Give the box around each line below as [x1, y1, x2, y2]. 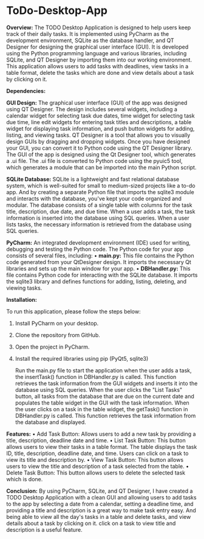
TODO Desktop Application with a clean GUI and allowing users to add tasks [6, 493, 197, 501]
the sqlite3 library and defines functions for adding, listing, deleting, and [6, 277, 187, 285]
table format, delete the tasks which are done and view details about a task [6, 69, 194, 76]
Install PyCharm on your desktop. [15, 319, 99, 327]
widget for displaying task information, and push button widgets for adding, [6, 125, 195, 132]
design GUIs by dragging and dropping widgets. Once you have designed [6, 137, 190, 145]
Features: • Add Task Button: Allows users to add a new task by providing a [6, 430, 196, 437]
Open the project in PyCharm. [15, 343, 90, 350]
